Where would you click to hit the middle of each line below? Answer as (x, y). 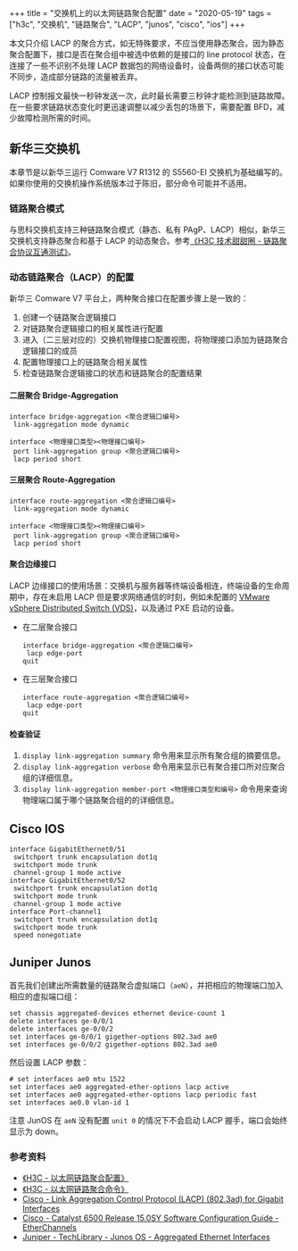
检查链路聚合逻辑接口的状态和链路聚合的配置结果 (112, 373)
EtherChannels (50, 1228)
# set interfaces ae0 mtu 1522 (67, 1079)
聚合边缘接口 (33, 564)
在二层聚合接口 (50, 627)
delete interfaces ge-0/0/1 (62, 1021)
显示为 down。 (37, 1131)
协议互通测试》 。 (46, 252)
